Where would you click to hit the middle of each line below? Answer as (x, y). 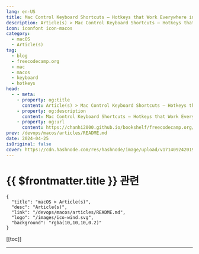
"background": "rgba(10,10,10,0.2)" (57, 223)
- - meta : (23, 94)
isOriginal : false (29, 144)
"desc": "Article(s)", (39, 207)
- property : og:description (51, 111)
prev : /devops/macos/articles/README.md (57, 133)
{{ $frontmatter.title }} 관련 (73, 181)
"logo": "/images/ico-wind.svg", (53, 218)
